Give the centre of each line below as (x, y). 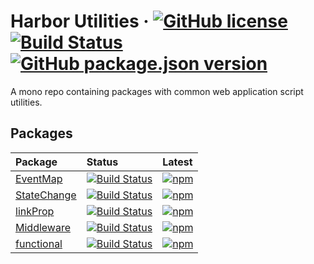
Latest (177, 162)
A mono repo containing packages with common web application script (157, 91)
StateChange (46, 195)
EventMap (39, 178)
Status (102, 162)
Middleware (43, 227)
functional (39, 243)
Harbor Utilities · (80, 21)
